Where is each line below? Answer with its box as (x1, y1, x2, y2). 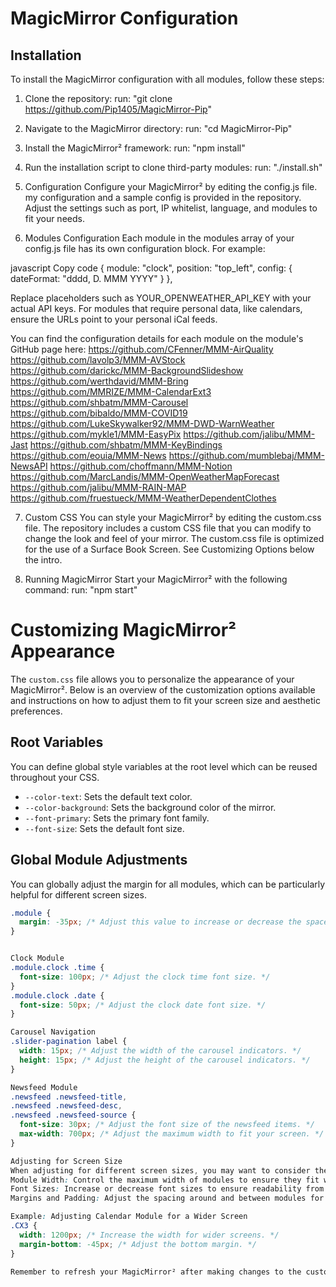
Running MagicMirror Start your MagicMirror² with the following (24, 573, 288, 585)
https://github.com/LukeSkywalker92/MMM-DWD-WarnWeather (10, 418, 275, 429)
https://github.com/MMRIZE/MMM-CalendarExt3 (10, 386, 212, 397)
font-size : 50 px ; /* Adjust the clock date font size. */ (19, 1000, 267, 1010)
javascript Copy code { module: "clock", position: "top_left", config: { (10, 262, 293, 274)
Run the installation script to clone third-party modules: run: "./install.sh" (24, 162, 323, 173)
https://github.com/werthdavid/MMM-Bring (10, 375, 189, 387)
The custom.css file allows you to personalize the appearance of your (10, 673, 295, 685)
